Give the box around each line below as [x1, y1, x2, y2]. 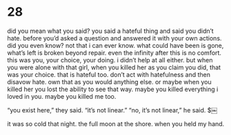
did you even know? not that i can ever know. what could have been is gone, [7, 41, 224, 49]
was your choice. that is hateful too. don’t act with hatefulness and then [7, 70, 211, 79]
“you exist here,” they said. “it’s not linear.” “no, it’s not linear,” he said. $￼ [7, 106, 218, 114]
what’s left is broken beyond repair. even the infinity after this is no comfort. [7, 49, 222, 57]
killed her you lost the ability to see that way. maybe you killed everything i [7, 85, 219, 93]
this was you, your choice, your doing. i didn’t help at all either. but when [7, 56, 213, 64]
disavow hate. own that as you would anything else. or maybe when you [7, 77, 212, 86]
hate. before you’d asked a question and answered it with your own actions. [7, 34, 222, 42]
